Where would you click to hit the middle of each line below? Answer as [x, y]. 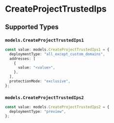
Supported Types [32, 27]
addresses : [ [23, 59]
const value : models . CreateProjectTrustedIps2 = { [57, 107]
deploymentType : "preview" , [38, 111]
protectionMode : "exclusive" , [40, 81]
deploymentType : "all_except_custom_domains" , [57, 54]
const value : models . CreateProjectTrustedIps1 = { [57, 50]
